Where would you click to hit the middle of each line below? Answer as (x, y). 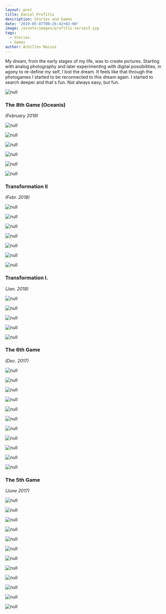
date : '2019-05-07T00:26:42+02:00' (42, 24)
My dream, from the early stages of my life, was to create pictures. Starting (82, 61)
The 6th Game (23, 350)
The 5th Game (23, 480)
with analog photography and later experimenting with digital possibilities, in (83, 66)
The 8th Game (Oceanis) (35, 105)
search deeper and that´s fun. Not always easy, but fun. (62, 82)
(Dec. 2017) (17, 361)
